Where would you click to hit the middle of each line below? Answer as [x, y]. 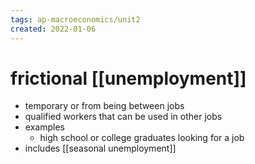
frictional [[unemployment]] [128, 78]
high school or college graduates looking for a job [142, 138]
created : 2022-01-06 [53, 29]
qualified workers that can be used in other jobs [123, 117]
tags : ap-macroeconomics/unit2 [75, 19]
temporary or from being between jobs [104, 106]
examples [44, 127]
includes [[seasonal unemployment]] [100, 148]
